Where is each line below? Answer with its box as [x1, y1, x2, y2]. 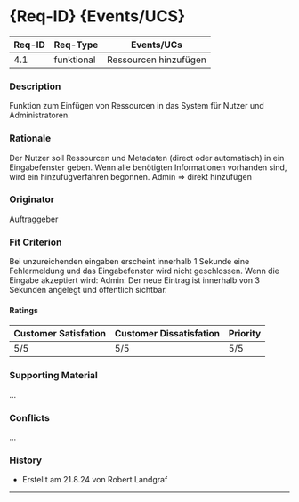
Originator [9, 193, 55, 206]
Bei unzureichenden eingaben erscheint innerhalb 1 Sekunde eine [9, 256, 250, 267]
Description [9, 80, 61, 93]
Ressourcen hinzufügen [106, 53, 206, 66]
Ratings [9, 304, 38, 315]
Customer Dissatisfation [114, 328, 221, 340]
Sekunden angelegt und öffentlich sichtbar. [9, 285, 167, 296]
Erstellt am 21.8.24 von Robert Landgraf [21, 474, 168, 485]
